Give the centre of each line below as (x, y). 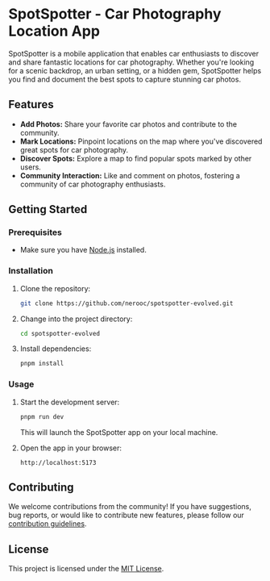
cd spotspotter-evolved (60, 333)
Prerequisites (35, 232)
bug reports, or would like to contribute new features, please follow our (126, 515)
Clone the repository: (55, 288)
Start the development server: (70, 402)
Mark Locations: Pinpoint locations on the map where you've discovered (141, 141)
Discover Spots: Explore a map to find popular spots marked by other (136, 158)
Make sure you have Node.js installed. (83, 250)
